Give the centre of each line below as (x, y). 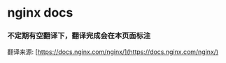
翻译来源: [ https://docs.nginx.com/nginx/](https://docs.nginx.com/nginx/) (113, 52)
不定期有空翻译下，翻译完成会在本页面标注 (79, 36)
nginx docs (40, 13)
